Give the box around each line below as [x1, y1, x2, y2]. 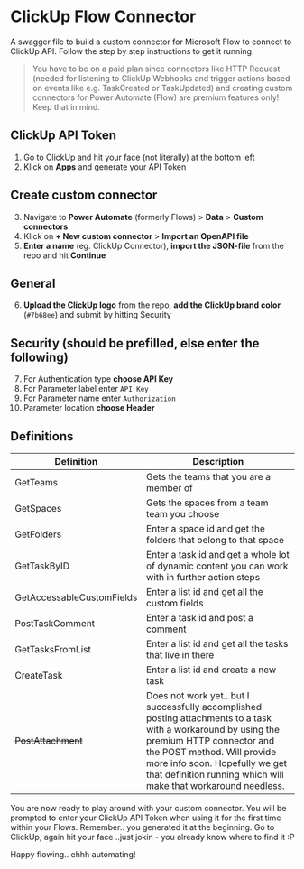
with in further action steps [146, 571, 261, 583]
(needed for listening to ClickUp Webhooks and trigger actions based [32, 72, 290, 83]
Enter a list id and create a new [146, 663, 277, 676]
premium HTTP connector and [146, 735, 275, 746]
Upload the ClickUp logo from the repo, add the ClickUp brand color [23, 300, 281, 310]
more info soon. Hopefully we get [146, 757, 288, 769]
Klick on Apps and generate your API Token [23, 161, 187, 172]
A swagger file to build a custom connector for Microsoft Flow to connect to [10, 36, 292, 47]
